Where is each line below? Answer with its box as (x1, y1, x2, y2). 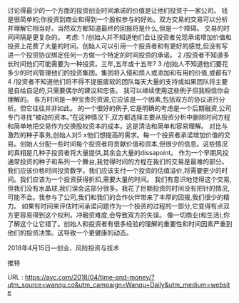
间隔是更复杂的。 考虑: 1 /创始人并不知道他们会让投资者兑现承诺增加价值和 (13, 33, 232, 41)
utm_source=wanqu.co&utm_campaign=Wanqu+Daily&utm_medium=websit (7, 280, 230, 289)
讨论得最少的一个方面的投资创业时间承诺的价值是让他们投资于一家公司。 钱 (7, 6, 228, 14)
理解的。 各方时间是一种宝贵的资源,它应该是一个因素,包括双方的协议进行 (7, 95, 220, 103)
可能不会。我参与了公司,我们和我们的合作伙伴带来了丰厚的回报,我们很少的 (7, 193, 224, 201)
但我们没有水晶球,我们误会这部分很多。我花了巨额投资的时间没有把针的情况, (7, 184, 230, 192)
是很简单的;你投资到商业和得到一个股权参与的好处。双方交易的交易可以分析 (7, 15, 228, 23)
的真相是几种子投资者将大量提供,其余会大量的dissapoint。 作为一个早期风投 (7, 149, 229, 156)
